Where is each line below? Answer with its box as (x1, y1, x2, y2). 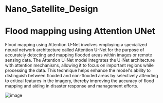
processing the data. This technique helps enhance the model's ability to (5, 68, 151, 73)
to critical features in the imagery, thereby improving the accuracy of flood (5, 78, 154, 84)
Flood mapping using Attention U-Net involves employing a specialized (5, 42, 147, 48)
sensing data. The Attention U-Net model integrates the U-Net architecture (5, 57, 155, 63)
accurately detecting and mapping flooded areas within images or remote (5, 52, 152, 58)
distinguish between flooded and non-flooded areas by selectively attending (5, 73, 158, 79)
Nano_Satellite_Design (5, 3, 98, 15)
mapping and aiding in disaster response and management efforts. (5, 83, 139, 89)
